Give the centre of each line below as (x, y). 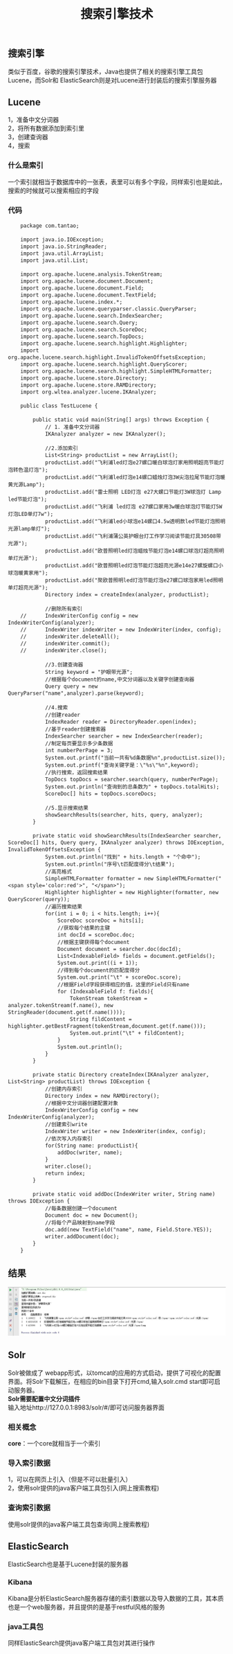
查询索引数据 (29, 1508)
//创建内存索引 (63, 1089)
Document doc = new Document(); (91, 1216)
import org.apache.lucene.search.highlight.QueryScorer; (104, 364)
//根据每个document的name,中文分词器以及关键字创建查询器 (120, 679)
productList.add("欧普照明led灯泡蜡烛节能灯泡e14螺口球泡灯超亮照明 (134, 551)
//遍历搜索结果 (63, 907)
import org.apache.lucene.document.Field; (82, 288)
